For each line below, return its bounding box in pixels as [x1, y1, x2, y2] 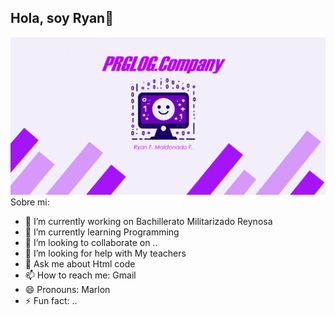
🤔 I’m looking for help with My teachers [24, 247, 187, 260]
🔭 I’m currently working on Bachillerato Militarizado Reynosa [24, 216, 273, 228]
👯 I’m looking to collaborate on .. [24, 237, 158, 249]
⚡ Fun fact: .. [24, 295, 78, 307]
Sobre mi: [10, 196, 50, 208]
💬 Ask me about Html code [24, 258, 136, 270]
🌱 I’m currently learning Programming [24, 226, 180, 238]
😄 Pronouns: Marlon [24, 284, 111, 296]
